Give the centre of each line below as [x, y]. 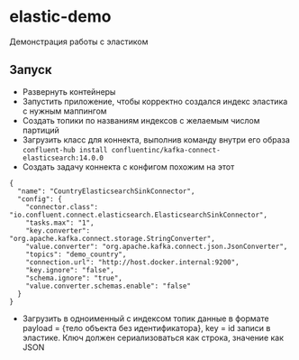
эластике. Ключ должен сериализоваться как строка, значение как [153, 337]
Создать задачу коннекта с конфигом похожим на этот [128, 166]
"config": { [40, 199]
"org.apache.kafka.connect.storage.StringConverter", [113, 238]
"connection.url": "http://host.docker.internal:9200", [133, 262]
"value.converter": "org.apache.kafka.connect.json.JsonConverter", [157, 246]
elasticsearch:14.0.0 [63, 158]
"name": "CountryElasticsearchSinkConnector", [106, 191]
